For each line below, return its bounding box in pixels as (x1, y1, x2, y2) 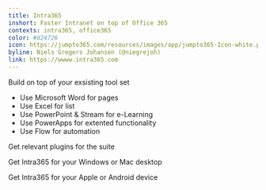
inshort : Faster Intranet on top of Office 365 (8, 19, 169, 27)
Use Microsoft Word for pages (19, 93, 119, 102)
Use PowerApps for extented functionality (19, 118, 157, 127)
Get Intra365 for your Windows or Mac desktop (8, 157, 162, 166)
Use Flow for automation (19, 126, 101, 135)
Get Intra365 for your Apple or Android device (8, 172, 158, 182)
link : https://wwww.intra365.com (8, 56, 119, 64)
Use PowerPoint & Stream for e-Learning (19, 109, 153, 119)
